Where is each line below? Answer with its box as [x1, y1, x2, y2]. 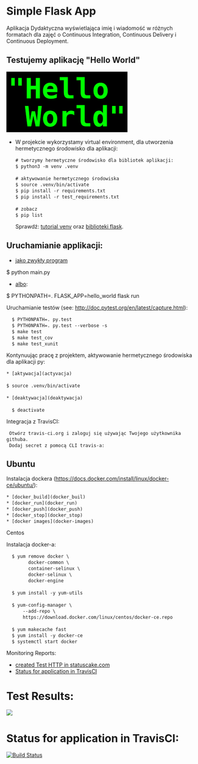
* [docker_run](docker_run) [6, 500, 78, 506]
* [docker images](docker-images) [6, 518, 94, 525]
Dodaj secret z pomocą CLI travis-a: [9, 442, 105, 448]
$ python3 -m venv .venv [15, 163, 79, 169]
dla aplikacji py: [6, 358, 46, 365]
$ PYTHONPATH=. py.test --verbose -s [12, 322, 108, 328]
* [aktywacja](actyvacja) [6, 370, 72, 377]
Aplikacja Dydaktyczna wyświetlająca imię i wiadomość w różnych [6, 24, 173, 32]
